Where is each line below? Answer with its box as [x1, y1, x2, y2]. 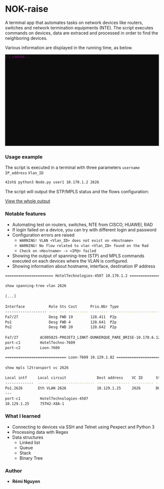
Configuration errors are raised [12, 232, 75, 238]
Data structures [12, 434, 44, 440]
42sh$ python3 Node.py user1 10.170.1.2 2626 [5, 180, 99, 185]
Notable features [5, 210, 46, 217]
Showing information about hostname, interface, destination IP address [12, 263, 155, 269]
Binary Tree [19, 455, 43, 461]
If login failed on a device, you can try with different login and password [12, 226, 157, 233]
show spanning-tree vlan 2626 [5, 284, 67, 289]
